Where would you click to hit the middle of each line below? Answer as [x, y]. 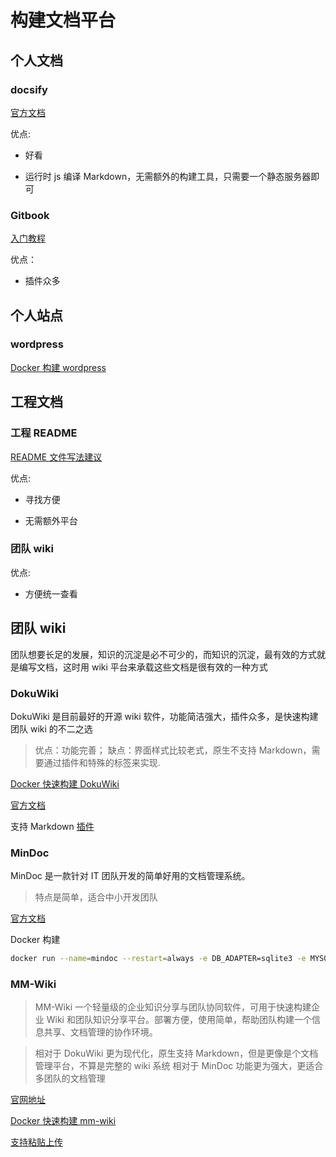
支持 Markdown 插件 [52, 826]
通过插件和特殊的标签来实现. [102, 762]
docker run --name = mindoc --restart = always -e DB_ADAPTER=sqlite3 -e [158, 959]
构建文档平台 [63, 20]
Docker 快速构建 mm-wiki [63, 1121]
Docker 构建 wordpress [58, 367]
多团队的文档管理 [70, 1078]
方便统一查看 [51, 593]
